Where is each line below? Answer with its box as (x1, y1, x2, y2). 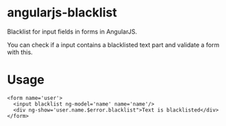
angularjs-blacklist (7, 5, 118, 21)
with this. (7, 48, 33, 56)
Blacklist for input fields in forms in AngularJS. (7, 27, 138, 36)
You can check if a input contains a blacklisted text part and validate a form (7, 40, 220, 49)
